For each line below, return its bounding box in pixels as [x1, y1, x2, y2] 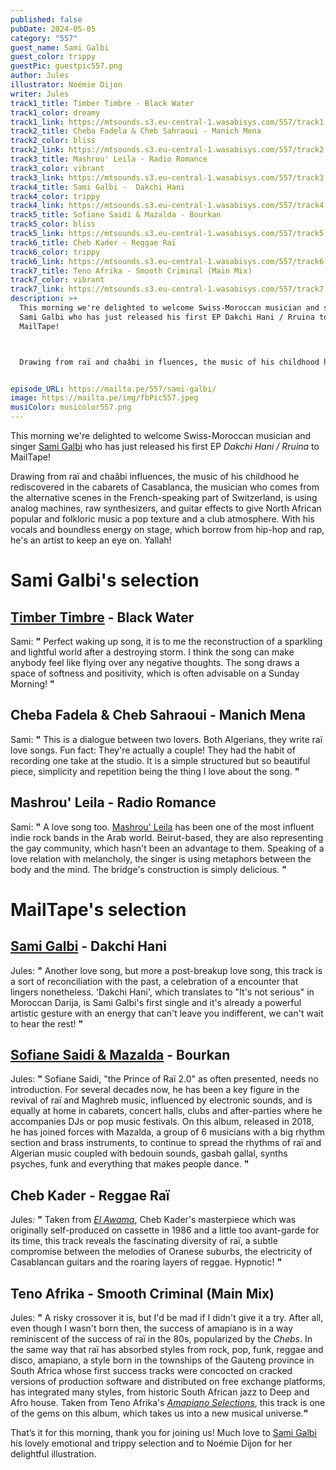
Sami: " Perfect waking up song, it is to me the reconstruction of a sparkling [10, 636, 323, 647]
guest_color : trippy [10, 52, 97, 62]
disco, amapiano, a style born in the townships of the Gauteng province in [10, 1354, 315, 1366]
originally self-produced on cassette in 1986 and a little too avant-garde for [10, 1224, 320, 1236]
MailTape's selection [10, 898, 187, 921]
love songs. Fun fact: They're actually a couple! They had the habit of [10, 744, 296, 756]
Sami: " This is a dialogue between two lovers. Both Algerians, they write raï [10, 733, 323, 745]
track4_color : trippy [10, 191, 101, 201]
